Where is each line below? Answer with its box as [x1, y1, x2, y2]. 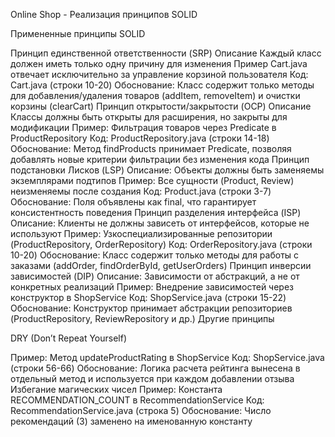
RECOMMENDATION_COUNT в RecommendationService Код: [10, 394, 265, 406]
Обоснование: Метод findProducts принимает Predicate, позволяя [10, 143, 292, 154]
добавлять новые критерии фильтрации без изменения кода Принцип [10, 154, 310, 165]
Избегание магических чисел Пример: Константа [10, 384, 223, 395]
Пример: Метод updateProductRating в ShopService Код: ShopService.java [10, 352, 325, 363]
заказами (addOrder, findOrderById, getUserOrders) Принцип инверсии [10, 260, 312, 271]
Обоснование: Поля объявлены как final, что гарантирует [10, 196, 257, 208]
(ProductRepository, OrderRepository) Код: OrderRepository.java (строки [10, 239, 313, 250]
